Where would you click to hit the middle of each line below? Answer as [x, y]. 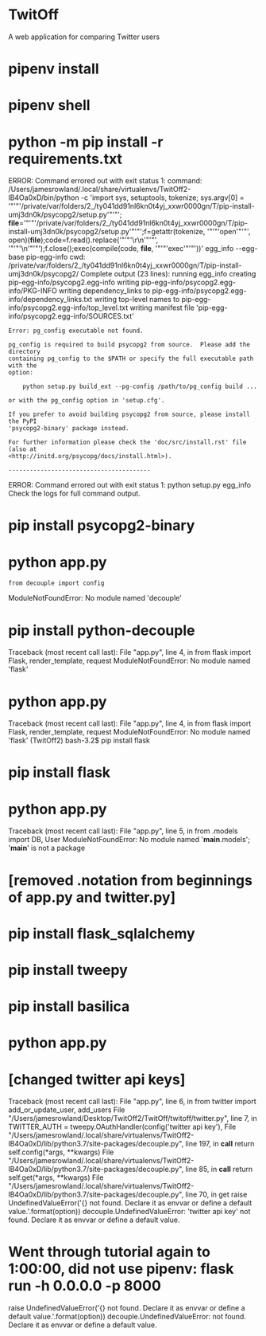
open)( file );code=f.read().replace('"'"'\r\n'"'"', [83, 240]
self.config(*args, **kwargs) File [61, 1152]
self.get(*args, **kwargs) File [56, 1177]
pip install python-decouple [102, 630]
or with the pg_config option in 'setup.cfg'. [87, 401]
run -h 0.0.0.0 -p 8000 [85, 1286]
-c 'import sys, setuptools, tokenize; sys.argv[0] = [162, 198]
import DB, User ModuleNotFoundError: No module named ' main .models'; [129, 840]
